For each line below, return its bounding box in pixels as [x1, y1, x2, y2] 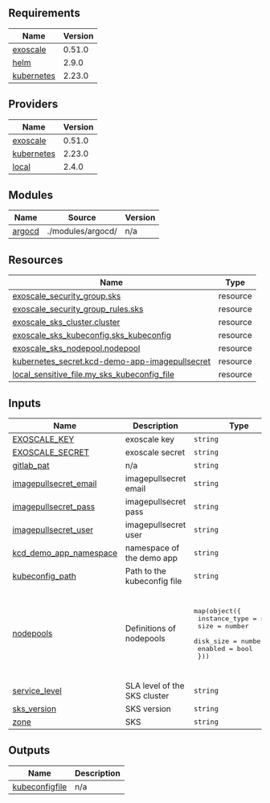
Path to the [125, 566, 166, 577]
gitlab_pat [12, 460, 50, 472]
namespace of [125, 542, 180, 554]
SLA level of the [125, 680, 185, 691]
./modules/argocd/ [47, 225, 118, 237]
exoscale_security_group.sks [12, 290, 121, 302]
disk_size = [194, 636, 238, 645]
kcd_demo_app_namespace [12, 547, 118, 558]
